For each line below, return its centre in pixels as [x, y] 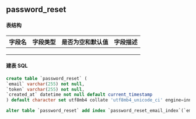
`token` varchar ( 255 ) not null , [45, 89]
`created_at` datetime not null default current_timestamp [79, 95]
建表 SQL [17, 66]
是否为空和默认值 [85, 42]
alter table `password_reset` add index [56, 111]
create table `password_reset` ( [47, 78]
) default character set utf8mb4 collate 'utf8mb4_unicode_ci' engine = [95, 100]
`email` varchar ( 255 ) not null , [45, 84]
